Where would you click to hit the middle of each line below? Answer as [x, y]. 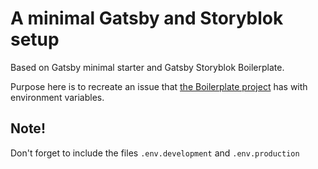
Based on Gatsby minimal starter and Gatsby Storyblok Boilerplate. [147, 67]
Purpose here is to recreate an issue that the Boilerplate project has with [159, 86]
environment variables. [57, 97]
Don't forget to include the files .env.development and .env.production [155, 153]
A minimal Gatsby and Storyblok [147, 18]
